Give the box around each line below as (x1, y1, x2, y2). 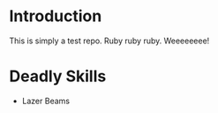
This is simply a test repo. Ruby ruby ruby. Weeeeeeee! (9, 35, 210, 46)
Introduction (9, 6, 102, 26)
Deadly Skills (9, 66, 107, 87)
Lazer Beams (21, 95, 71, 106)
